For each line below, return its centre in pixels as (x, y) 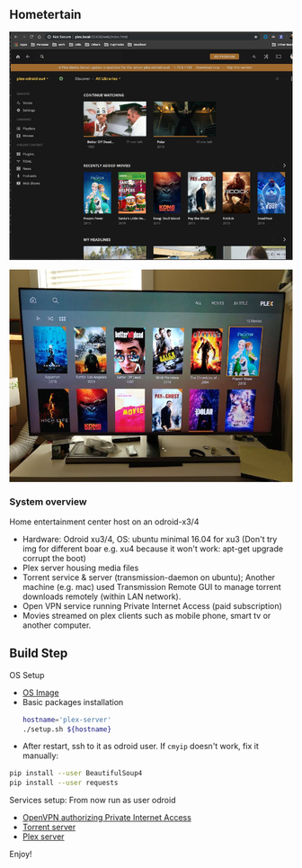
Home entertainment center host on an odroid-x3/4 (104, 522)
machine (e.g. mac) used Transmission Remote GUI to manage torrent (151, 586)
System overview (48, 502)
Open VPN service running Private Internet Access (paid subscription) (152, 605)
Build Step (39, 653)
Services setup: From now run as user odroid (93, 801)
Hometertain (45, 15)
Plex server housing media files (80, 568)
